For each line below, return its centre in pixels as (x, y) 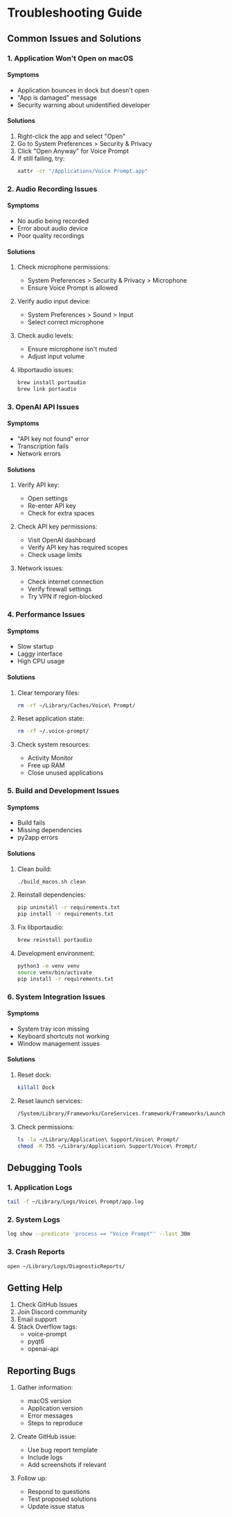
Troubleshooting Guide (75, 13)
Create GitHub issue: (47, 1436)
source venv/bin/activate (54, 972)
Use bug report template (63, 1450)
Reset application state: (51, 719)
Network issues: (41, 568)
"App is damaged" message (57, 97)
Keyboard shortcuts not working (63, 1036)
